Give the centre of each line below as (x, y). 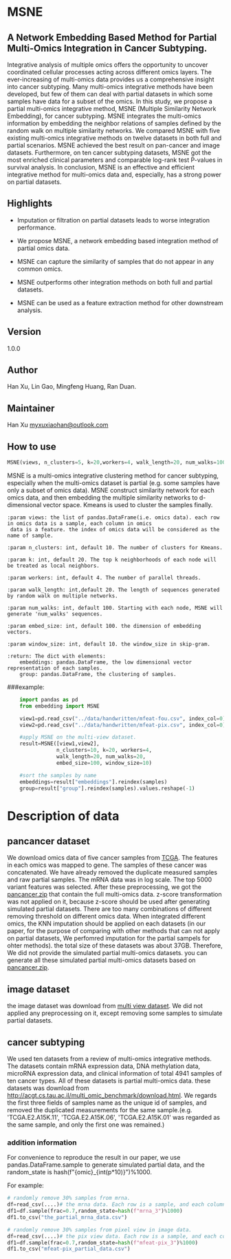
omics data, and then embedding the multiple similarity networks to (102, 498)
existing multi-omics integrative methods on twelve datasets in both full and (114, 138)
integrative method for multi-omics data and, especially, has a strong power (114, 174)
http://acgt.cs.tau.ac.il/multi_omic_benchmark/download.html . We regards (112, 1096)
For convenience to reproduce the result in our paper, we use (94, 1158)
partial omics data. (43, 248)
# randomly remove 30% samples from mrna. (69, 1198)
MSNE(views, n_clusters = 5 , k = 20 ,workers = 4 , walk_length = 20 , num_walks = (112, 462)
